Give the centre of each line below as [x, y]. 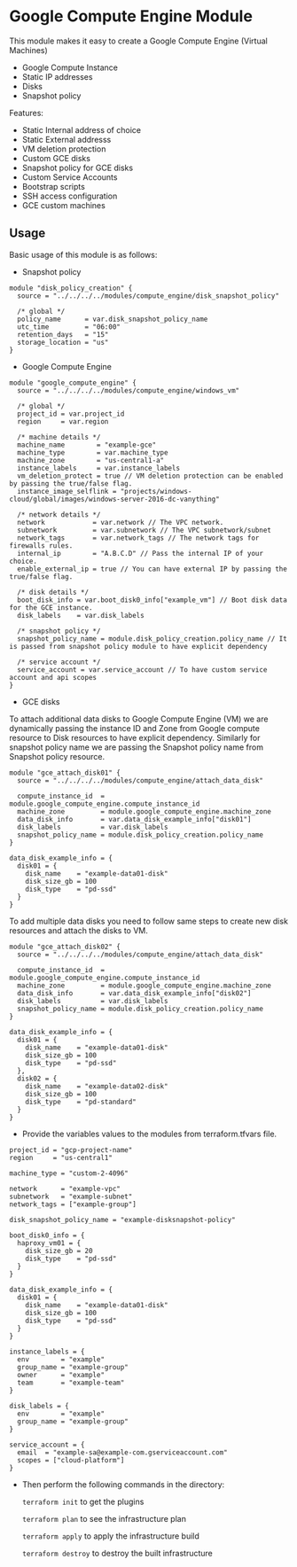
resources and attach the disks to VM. [79, 930]
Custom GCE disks [56, 158]
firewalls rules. [41, 546]
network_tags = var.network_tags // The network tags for [138, 538]
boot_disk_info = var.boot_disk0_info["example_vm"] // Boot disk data [152, 600]
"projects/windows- [156, 491]
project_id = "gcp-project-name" [71, 1150]
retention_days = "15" [63, 334]
